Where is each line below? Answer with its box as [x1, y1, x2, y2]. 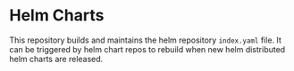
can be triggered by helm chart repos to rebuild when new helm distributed [9, 43, 286, 54]
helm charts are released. [9, 53, 104, 64]
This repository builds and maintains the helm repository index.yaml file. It [9, 35, 281, 45]
